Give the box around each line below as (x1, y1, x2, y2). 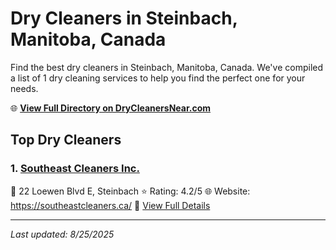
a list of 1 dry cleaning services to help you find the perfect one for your (10, 72, 306, 84)
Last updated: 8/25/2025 (10, 228, 115, 240)
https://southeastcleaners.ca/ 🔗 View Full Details (10, 199, 211, 211)
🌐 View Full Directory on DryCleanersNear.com (10, 102, 212, 114)
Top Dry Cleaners (10, 132, 122, 149)
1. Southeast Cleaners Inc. (10, 162, 140, 176)
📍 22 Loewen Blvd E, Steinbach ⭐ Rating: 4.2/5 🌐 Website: (10, 185, 251, 197)
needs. (10, 82, 39, 94)
